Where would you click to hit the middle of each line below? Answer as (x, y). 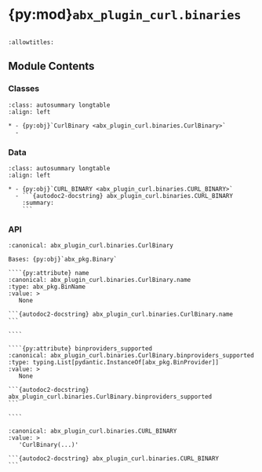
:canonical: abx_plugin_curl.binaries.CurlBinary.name (100, 280)
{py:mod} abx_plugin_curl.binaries (125, 15)
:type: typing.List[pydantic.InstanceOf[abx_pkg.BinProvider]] (114, 363)
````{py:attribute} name (49, 273)
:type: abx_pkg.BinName (47, 287)
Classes (24, 89)
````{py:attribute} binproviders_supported (80, 349)
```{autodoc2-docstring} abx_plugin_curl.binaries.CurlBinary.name (121, 315)
